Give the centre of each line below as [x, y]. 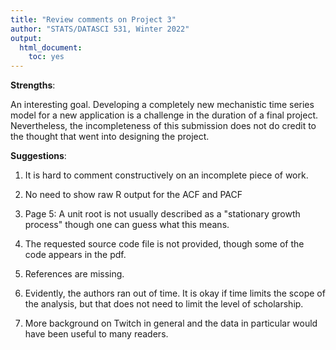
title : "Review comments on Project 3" [93, 19]
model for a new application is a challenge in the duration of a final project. [164, 115]
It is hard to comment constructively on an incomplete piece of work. [166, 175]
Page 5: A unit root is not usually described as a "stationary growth [162, 214]
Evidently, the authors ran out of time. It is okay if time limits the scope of [175, 293]
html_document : [51, 47]
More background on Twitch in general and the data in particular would [171, 323]
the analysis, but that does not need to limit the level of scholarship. [164, 304]
